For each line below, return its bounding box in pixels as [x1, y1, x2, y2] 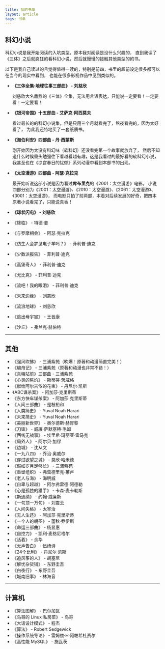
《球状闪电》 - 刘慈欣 [12, 209, 55, 215]
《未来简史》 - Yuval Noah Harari [12, 414, 80, 420]
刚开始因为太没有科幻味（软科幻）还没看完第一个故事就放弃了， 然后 [12, 147, 151, 153]
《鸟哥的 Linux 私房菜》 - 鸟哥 [12, 614, 74, 620]
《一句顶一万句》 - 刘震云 [12, 500, 65, 506]
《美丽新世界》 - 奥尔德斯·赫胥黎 [12, 420, 79, 425]
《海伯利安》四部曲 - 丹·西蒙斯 [12, 137, 74, 143]
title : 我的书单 [5, 7, 35, 12]
